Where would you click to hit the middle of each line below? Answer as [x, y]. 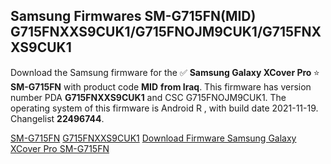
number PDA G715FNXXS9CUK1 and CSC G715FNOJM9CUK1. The [148, 97]
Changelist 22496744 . [57, 118]
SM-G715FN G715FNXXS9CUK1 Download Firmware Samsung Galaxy [153, 138]
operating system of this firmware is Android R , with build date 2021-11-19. [164, 108]
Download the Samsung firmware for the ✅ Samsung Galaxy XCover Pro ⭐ [165, 72]
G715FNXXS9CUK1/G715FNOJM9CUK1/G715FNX [166, 32]
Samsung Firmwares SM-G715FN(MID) [133, 16]
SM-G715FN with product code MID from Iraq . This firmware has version [161, 86]
